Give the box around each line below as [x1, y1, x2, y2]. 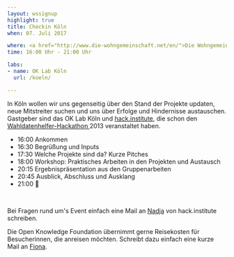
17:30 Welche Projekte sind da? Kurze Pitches [17, 150, 148, 158]
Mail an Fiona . [7, 242, 47, 251]
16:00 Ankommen [17, 135, 68, 143]
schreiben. [7, 214, 38, 222]
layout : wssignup [7, 10, 58, 17]
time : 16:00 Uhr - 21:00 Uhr [7, 49, 92, 56]
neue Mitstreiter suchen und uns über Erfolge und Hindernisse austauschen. [7, 107, 226, 115]
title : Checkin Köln [7, 23, 68, 30]
